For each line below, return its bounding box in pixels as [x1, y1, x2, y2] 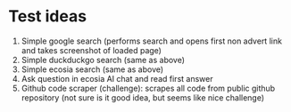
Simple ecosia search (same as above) [21, 64, 164, 75]
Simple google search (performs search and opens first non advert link [21, 36, 283, 46]
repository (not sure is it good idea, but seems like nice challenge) [21, 92, 265, 103]
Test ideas [8, 6, 87, 27]
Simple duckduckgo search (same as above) [21, 54, 185, 65]
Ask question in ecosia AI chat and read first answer [21, 73, 213, 84]
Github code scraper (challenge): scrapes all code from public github [21, 83, 276, 93]
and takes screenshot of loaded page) [21, 44, 162, 55]
